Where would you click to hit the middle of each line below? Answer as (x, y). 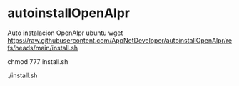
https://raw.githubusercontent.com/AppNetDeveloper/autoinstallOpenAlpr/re (120, 40)
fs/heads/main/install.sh (43, 48)
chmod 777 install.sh (38, 61)
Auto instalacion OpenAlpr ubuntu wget (65, 33)
